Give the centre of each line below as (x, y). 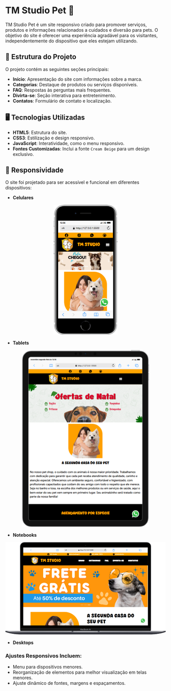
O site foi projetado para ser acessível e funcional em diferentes (72, 182)
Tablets (21, 343)
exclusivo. (23, 154)
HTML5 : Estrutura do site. (40, 132)
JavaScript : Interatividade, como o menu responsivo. (68, 143)
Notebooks (25, 535)
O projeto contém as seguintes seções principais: (57, 69)
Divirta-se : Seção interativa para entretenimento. (64, 95)
